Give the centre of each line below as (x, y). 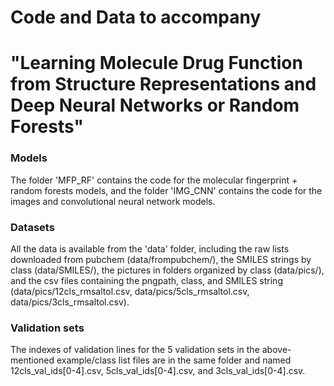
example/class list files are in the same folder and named (174, 360)
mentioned (32, 360)
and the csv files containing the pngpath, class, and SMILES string (146, 280)
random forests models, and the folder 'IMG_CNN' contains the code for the (166, 190)
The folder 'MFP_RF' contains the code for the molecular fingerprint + (154, 180)
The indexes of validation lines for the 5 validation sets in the (135, 350)
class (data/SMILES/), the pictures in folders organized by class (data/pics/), (167, 270)
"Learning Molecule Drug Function (156, 63)
